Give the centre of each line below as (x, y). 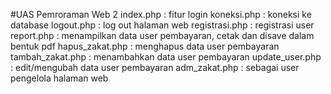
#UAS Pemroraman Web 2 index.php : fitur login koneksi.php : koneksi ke (161, 14)
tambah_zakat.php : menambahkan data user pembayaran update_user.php (166, 57)
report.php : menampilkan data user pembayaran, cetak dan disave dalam (162, 35)
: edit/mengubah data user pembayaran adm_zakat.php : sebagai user (155, 67)
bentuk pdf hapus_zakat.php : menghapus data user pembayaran (145, 46)
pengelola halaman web (59, 78)
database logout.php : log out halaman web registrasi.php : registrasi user (162, 25)
